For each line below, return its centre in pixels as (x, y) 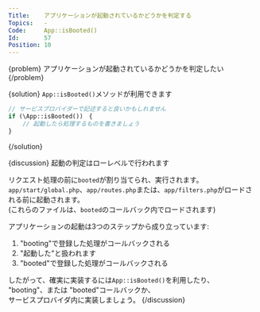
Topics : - (28, 23)
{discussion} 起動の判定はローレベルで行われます (89, 163)
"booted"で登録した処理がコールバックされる (94, 263)
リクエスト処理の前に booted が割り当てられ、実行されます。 (104, 179)
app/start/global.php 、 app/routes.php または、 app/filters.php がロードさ (130, 189)
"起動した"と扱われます (58, 253)
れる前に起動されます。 (47, 199)
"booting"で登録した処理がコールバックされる (95, 243)
